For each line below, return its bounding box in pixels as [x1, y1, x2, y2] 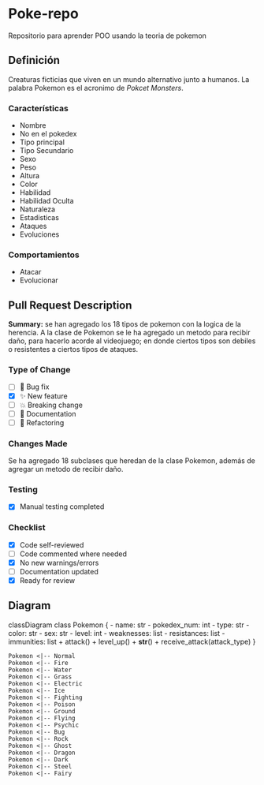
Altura [19, 171, 40, 181]
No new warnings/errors [19, 558, 99, 567]
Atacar [19, 267, 42, 277]
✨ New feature [19, 391, 69, 401]
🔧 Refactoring [19, 417, 65, 427]
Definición [8, 54, 61, 67]
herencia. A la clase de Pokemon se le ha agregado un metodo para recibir [8, 328, 251, 338]
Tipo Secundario [19, 146, 74, 155]
